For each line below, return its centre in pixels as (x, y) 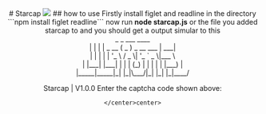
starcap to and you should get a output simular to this (133, 30)
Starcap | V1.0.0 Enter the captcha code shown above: (133, 88)
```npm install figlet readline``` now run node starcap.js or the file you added (133, 22)
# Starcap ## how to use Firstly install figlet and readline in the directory (133, 14)
